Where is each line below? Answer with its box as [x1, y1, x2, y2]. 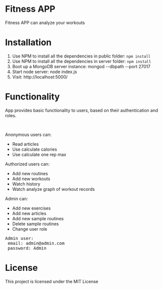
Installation [5, 37, 52, 48]
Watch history [12, 181, 41, 187]
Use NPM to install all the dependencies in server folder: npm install [12, 58, 151, 64]
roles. [5, 112, 17, 118]
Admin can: [5, 195, 28, 202]
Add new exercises [12, 205, 51, 211]
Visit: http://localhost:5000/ [12, 74, 68, 79]
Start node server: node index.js [12, 69, 77, 75]
